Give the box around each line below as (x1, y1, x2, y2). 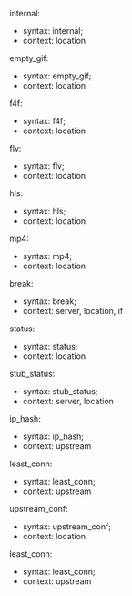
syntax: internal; (22, 26, 84, 36)
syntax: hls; (22, 205, 66, 216)
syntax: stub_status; (22, 386, 98, 396)
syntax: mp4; (22, 251, 73, 261)
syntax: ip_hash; (22, 431, 85, 442)
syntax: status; (22, 341, 78, 351)
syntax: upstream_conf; (22, 521, 112, 532)
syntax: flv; (22, 161, 66, 172)
